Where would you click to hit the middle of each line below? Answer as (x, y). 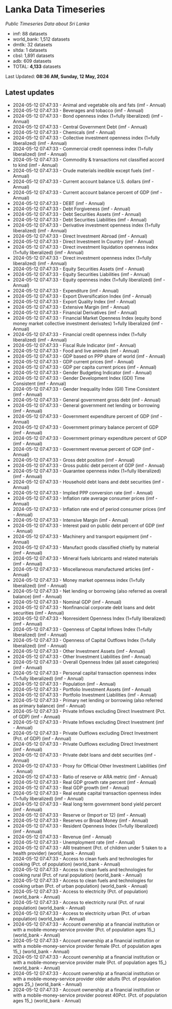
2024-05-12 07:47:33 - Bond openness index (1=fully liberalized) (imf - (88, 116)
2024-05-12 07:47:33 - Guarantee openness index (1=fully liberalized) (87, 471)
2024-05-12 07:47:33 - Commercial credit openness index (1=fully (83, 149)
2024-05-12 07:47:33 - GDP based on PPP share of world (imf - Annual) (89, 356)
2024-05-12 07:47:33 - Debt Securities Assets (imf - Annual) (77, 214)
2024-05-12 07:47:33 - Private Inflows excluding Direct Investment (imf (88, 722)
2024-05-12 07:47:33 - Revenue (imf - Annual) (62, 837)
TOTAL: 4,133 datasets (37, 66)
